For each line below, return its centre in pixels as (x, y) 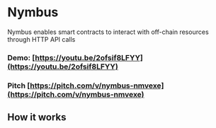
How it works (37, 117)
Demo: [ (21, 57)
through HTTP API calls (41, 39)
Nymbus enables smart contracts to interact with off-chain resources (108, 32)
